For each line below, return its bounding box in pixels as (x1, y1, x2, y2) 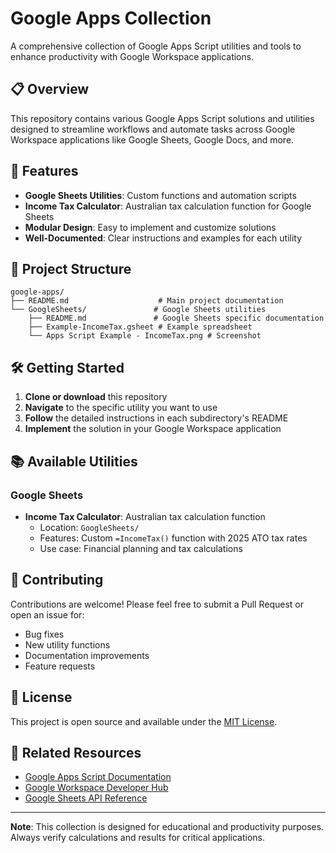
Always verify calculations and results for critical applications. (10, 832, 265, 844)
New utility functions (24, 638, 111, 651)
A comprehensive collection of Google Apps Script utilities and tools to (10, 40, 302, 52)
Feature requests (24, 660, 96, 672)
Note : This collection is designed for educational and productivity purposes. (10, 821, 325, 833)
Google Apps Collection (10, 7, 212, 30)
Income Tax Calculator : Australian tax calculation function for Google (24, 200, 312, 212)
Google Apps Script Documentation (24, 771, 172, 783)
